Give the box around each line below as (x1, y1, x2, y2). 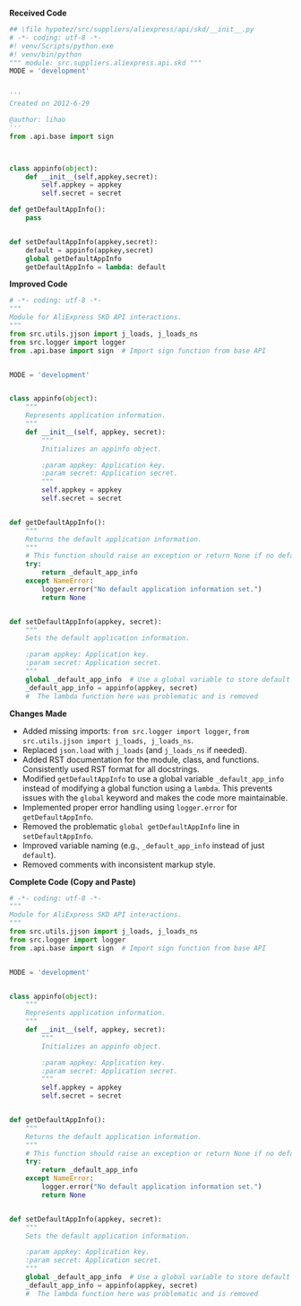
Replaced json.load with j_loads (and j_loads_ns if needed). (21, 744, 248, 755)
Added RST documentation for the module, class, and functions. (21, 754, 260, 765)
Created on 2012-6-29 (9, 99, 90, 109)
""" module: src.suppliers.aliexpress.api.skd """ (9, 58, 202, 67)
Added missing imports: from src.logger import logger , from (21, 725, 250, 736)
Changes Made (9, 708, 67, 719)
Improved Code (9, 278, 68, 290)
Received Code (9, 8, 67, 18)
